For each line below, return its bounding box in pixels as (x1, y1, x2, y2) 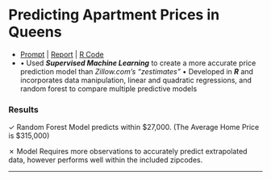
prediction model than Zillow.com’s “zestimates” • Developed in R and (19, 66, 254, 76)
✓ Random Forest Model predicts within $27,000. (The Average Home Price (8, 123, 260, 132)
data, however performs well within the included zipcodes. (8, 155, 203, 165)
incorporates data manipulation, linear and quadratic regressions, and (19, 75, 252, 85)
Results (8, 103, 39, 115)
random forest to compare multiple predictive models (19, 83, 198, 94)
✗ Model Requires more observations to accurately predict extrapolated (8, 147, 248, 157)
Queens (8, 23, 62, 41)
